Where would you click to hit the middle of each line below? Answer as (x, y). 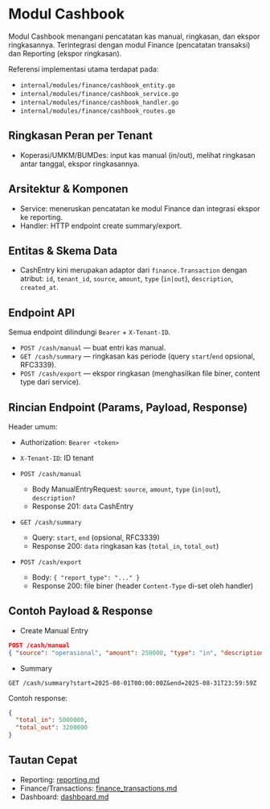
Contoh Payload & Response (81, 611)
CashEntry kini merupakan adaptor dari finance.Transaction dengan (133, 270)
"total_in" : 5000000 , (52, 720)
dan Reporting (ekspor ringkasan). (65, 53)
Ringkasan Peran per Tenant (80, 136)
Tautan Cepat (43, 760)
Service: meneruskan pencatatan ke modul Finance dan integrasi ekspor (140, 208)
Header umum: (33, 427)
